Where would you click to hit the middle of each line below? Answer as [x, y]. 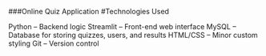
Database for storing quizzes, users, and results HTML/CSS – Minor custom [133, 35]
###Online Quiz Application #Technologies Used [89, 11]
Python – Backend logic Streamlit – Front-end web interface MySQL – [122, 26]
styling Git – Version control [54, 43]
